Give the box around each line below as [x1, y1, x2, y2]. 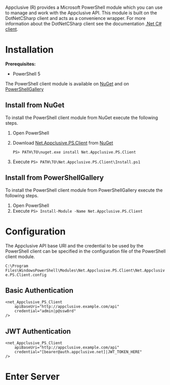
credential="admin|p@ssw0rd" [14, 309, 76, 314]
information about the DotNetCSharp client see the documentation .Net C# [5, 20, 162, 27]
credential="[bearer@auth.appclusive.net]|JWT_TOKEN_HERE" [14, 350, 143, 355]
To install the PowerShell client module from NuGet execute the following [5, 115, 158, 121]
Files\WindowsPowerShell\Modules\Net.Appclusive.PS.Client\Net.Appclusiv [5, 268, 165, 273]
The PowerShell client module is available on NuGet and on [5, 80, 129, 86]
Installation [5, 44, 54, 56]
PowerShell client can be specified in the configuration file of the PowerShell [5, 248, 166, 254]
